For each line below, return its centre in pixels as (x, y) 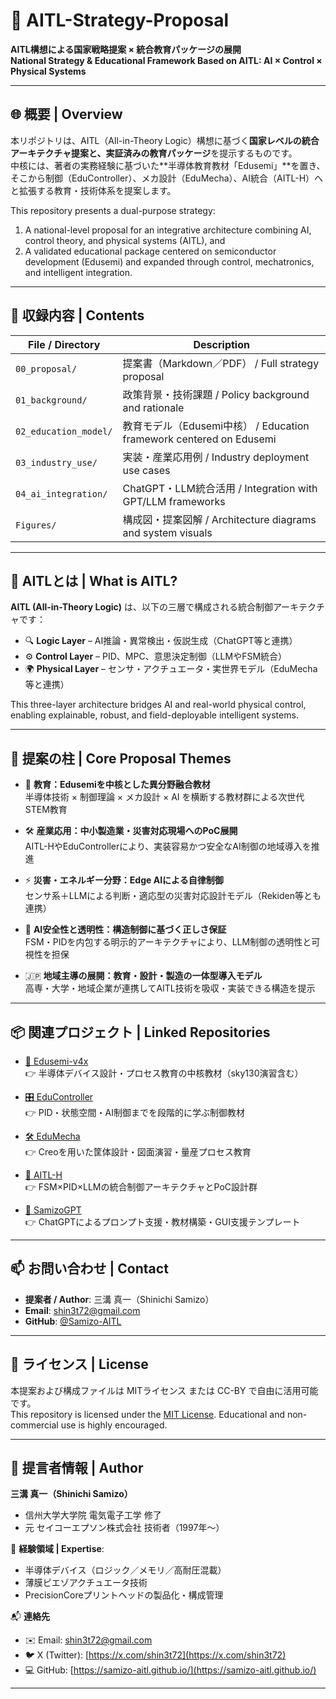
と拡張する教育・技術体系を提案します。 (93, 190)
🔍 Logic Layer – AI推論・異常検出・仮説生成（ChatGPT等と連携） (161, 641)
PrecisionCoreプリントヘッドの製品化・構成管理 (124, 1595)
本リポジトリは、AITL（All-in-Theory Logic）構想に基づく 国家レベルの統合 (165, 140)
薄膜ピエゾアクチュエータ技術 (86, 1583)
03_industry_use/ (56, 462)
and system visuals (167, 532)
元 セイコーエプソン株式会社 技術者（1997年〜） (124, 1528)
